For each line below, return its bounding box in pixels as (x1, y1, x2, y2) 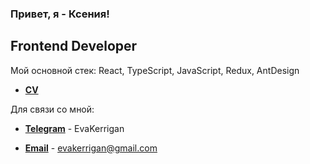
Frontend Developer (10, 38, 138, 55)
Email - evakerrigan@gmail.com (24, 142, 158, 154)
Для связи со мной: (10, 103, 95, 115)
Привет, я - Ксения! (10, 7, 110, 21)
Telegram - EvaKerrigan (24, 122, 125, 134)
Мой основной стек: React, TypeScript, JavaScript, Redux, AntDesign (10, 64, 300, 76)
